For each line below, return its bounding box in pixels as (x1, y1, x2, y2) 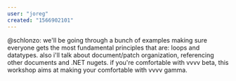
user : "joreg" (7, 10, 49, 17)
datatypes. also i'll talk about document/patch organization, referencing (7, 50, 214, 59)
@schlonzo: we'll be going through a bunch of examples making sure (7, 36, 207, 44)
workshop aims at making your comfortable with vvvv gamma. (7, 66, 188, 74)
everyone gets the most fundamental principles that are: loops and (7, 43, 200, 52)
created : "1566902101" (7, 17, 74, 24)
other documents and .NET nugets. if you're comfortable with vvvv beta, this (7, 58, 229, 66)
